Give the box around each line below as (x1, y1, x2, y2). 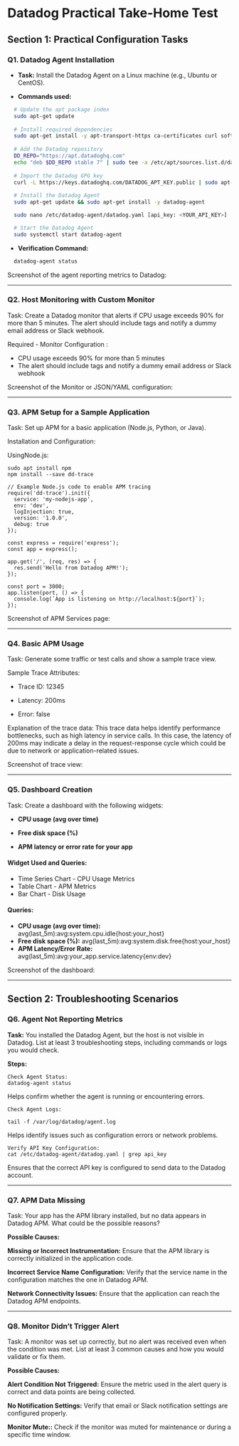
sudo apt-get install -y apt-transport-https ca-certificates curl (14, 132, 218, 140)
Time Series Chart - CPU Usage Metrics (17, 874, 135, 883)
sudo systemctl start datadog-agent (14, 231, 122, 238)
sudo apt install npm (7, 465, 72, 472)
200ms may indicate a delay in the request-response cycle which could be (7, 739, 226, 748)
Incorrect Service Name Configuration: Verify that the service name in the (7, 1268, 228, 1277)
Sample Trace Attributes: (7, 669, 80, 677)
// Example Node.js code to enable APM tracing (7, 483, 152, 491)
